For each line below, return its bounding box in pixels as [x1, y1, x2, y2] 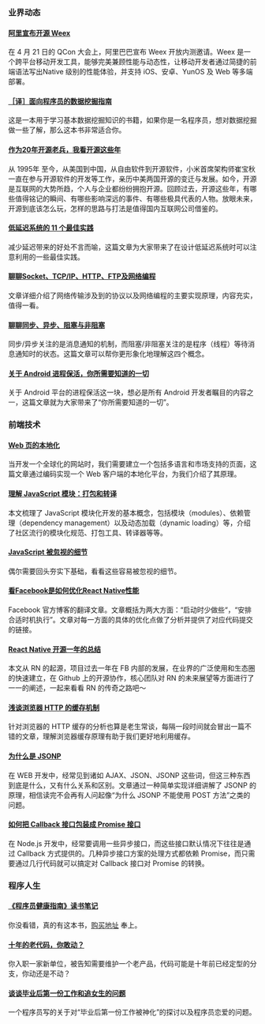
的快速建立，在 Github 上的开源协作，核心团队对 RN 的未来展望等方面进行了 [8, 674, 255, 683]
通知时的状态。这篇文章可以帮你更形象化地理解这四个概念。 [14, 350, 209, 359]
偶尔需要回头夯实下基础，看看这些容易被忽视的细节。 [8, 566, 181, 576]
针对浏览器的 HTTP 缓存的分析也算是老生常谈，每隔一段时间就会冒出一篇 [8, 722, 245, 731]
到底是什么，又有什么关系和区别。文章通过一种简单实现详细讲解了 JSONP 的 [8, 780, 257, 790]
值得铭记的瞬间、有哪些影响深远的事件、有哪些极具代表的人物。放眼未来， [14, 194, 257, 203]
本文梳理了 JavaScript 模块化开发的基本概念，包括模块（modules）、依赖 [8, 508, 244, 517]
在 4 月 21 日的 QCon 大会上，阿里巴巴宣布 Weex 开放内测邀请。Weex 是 [8, 47, 244, 57]
